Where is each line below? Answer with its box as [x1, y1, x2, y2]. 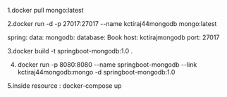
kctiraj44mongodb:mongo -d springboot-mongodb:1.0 [17, 68, 176, 76]
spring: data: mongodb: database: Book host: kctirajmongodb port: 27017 [7, 33, 220, 41]
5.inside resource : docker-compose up [7, 82, 122, 90]
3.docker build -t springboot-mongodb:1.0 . [7, 47, 133, 55]
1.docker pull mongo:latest [7, 6, 84, 14]
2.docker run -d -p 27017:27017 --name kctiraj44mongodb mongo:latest [7, 20, 217, 27]
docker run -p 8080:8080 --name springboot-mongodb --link [17, 60, 197, 69]
